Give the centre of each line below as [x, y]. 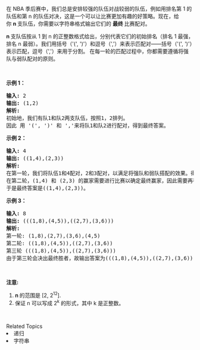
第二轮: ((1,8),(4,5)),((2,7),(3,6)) [60, 243]
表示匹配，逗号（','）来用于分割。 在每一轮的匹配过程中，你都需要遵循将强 [98, 51]
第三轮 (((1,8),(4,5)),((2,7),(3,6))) [61, 251]
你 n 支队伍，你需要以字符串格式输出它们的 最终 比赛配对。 [78, 24]
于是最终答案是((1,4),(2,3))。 [48, 188]
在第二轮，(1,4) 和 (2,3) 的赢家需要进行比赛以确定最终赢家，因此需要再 [100, 181]
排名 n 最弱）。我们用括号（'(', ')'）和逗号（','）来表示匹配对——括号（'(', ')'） [99, 44]
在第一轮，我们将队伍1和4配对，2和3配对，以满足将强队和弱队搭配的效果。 [99, 173]
